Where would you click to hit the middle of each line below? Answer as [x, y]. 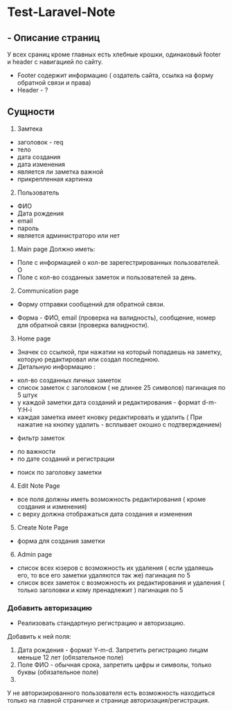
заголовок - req [40, 142]
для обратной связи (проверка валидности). [83, 325]
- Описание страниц [54, 38]
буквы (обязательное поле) [58, 672]
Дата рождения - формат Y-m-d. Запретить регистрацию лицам [113, 650]
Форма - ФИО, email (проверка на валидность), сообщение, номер [116, 318]
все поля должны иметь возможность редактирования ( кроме [111, 499]
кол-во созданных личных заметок [69, 380]
